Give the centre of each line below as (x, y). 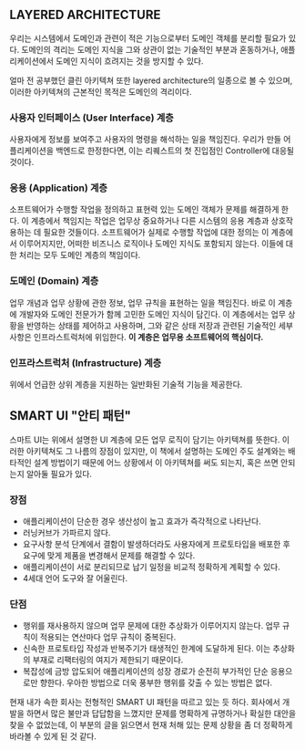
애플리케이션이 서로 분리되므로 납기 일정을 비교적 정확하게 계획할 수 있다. (151, 567)
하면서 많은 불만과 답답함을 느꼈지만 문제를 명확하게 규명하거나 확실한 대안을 (161, 714)
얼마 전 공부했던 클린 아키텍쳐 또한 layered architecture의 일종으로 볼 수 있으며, (151, 80)
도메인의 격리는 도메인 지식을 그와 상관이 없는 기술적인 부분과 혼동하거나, (150, 49)
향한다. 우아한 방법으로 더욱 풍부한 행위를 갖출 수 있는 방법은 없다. (156, 682)
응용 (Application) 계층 (58, 188)
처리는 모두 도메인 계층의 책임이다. (80, 255)
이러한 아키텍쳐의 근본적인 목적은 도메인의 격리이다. (101, 91)
